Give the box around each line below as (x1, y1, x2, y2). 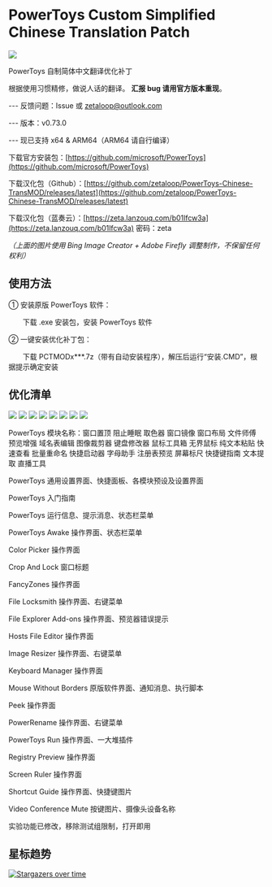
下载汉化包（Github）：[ (8, 178, 87, 188)
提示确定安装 (15, 362, 58, 372)
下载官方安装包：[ (8, 152, 69, 162)
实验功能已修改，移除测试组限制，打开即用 (8, 821, 151, 831)
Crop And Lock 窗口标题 (8, 562, 89, 572)
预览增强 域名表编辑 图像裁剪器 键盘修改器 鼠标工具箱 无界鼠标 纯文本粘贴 (8, 437, 256, 448)
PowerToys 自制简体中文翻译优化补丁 (8, 66, 133, 76)
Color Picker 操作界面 (8, 545, 80, 554)
